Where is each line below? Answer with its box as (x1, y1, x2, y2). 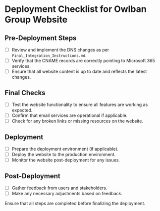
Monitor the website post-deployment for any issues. (11, 157, 120, 163)
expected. (11, 107, 33, 113)
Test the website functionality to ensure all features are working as (11, 102, 148, 107)
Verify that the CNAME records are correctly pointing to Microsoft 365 (11, 58, 156, 64)
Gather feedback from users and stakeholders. (11, 185, 107, 191)
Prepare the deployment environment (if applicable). (11, 146, 119, 152)
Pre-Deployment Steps (4, 34, 77, 42)
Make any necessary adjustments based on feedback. (11, 191, 122, 197)
